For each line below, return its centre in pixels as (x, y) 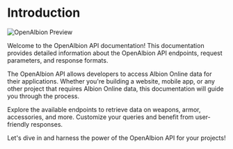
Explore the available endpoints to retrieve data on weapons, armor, (104, 109)
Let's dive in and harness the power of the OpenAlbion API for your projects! (116, 138)
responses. (47, 124)
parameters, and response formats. (58, 60)
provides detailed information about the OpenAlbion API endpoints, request (115, 53)
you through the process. (43, 96)
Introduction (44, 13)
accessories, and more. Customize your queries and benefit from (101, 117)
